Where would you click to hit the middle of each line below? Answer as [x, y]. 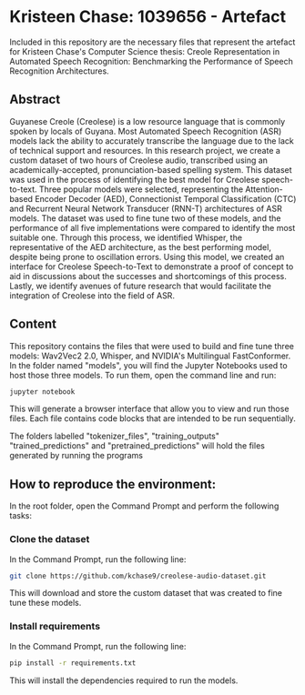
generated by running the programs [76, 456]
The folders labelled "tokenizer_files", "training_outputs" [115, 436]
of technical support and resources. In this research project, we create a [145, 150]
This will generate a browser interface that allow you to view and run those [149, 409]
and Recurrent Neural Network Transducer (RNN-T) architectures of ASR [146, 208]
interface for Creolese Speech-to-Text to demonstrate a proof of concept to [152, 267]
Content [33, 324]
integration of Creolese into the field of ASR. [92, 295]
